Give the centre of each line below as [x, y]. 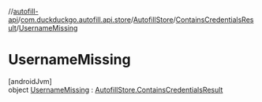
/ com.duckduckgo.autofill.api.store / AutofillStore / [97, 20]
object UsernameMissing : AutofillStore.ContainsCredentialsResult [116, 89]
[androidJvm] [30, 81]
